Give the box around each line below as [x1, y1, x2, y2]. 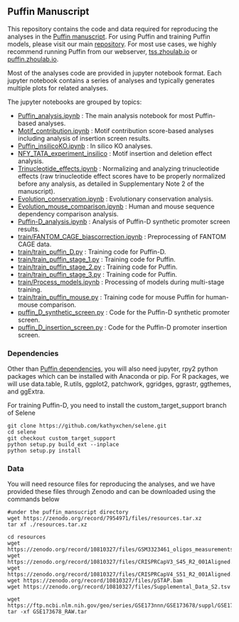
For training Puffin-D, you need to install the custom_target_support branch [7, 401, 227, 410]
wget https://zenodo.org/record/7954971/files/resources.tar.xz [7, 515, 202, 522]
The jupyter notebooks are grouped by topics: [7, 97, 142, 106]
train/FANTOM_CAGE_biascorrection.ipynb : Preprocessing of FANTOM [17, 232, 226, 241]
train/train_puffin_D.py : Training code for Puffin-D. [17, 247, 166, 255]
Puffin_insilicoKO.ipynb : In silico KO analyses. [17, 142, 153, 150]
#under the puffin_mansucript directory [7, 509, 129, 516]
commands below [7, 495, 60, 504]
